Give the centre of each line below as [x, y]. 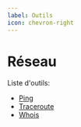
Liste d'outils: [29, 83]
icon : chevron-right [41, 23]
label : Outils [30, 15]
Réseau [32, 62]
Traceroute [36, 107]
